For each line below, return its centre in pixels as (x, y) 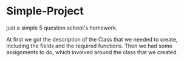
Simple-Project (45, 11)
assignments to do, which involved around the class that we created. (92, 52)
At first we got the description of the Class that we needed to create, (92, 39)
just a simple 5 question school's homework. (62, 28)
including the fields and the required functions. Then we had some (90, 46)
